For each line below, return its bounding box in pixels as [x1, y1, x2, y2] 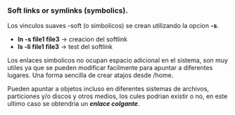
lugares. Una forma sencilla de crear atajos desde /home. [7, 71, 174, 79]
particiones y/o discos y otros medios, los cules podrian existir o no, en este [7, 92, 228, 100]
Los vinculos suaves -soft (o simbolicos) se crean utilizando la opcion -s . [7, 22, 220, 30]
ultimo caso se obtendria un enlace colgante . [7, 100, 140, 108]
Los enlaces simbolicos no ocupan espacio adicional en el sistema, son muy [7, 56, 229, 65]
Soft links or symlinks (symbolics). [7, 6, 128, 15]
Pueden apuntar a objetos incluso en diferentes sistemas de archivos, [7, 85, 210, 93]
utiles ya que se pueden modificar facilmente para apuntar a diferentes [7, 64, 213, 72]
